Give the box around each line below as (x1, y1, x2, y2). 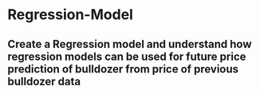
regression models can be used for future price (7, 49, 246, 63)
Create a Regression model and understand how (7, 37, 252, 51)
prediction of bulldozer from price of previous (7, 62, 239, 76)
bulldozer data (7, 74, 81, 88)
